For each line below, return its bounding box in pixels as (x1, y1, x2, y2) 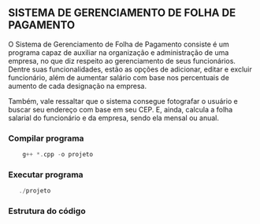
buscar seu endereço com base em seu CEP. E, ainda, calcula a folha (8, 105, 233, 114)
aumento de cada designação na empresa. (8, 81, 147, 90)
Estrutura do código (8, 206, 86, 217)
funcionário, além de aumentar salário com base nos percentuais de (8, 72, 230, 82)
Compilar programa (8, 133, 84, 144)
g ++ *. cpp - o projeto (22, 151, 93, 159)
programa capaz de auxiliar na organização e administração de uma (8, 47, 229, 57)
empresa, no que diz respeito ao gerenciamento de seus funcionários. (8, 56, 236, 65)
